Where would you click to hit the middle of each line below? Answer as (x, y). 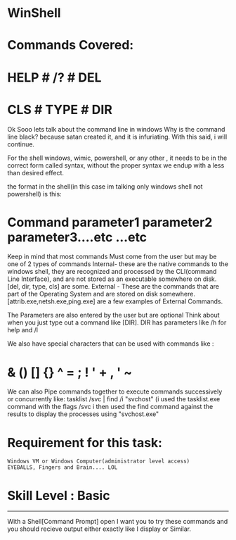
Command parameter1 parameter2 (110, 222)
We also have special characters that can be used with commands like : (111, 344)
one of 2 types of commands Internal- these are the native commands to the (118, 264)
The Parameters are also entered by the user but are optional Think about (113, 315)
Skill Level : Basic (59, 495)
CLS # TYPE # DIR (60, 109)
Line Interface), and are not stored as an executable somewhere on (104, 279)
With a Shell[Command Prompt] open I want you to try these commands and (118, 522)
